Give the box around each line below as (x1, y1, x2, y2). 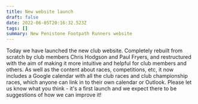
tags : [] (6, 25, 28, 31)
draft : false (6, 14, 39, 20)
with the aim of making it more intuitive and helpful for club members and (6, 60, 187, 67)
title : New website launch (6, 8, 74, 15)
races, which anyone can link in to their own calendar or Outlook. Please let (6, 78, 192, 86)
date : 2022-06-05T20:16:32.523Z (6, 20, 87, 26)
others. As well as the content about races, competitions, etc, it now (6, 66, 174, 73)
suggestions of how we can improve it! (6, 92, 102, 99)
